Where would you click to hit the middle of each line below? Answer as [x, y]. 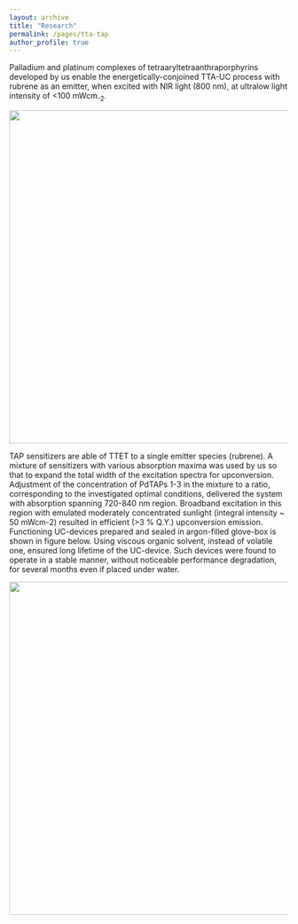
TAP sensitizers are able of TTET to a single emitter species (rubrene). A [141, 456]
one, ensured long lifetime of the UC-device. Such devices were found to [143, 551]
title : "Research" [43, 26]
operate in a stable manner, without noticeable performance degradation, [143, 560]
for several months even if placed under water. [94, 570]
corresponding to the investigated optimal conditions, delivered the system [146, 494]
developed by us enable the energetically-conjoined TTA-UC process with [145, 77]
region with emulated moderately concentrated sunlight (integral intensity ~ [147, 513]
